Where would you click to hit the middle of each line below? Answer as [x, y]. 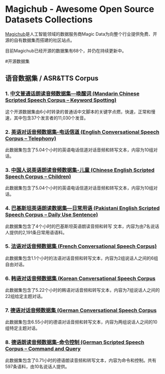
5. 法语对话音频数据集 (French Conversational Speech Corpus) [81, 246]
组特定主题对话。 [23, 328]
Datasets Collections [49, 20]
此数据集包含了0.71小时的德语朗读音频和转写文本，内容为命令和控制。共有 [81, 360]
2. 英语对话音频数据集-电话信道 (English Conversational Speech [82, 132]
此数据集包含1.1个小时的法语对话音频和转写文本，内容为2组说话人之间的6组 [82, 258]
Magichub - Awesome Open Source [80, 9]
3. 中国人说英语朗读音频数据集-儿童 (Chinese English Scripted [80, 170]
